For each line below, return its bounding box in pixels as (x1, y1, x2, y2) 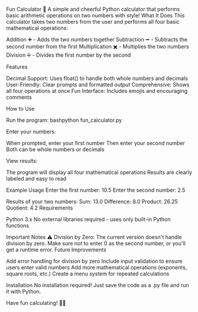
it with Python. (6, 288, 41, 295)
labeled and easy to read (6, 175, 67, 182)
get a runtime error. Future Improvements (6, 246, 106, 253)
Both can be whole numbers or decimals (6, 146, 105, 153)
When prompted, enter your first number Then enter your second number (6, 140, 185, 146)
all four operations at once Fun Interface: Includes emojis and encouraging (6, 88, 188, 94)
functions (6, 222, 30, 229)
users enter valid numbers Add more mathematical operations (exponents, (6, 264, 187, 271)
